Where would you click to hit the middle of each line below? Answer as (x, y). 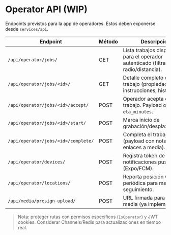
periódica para (140, 183)
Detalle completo (143, 78)
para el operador (143, 56)
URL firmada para (144, 198)
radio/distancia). (142, 69)
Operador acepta (143, 99)
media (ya (135, 204)
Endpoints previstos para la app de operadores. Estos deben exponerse (80, 24)
